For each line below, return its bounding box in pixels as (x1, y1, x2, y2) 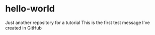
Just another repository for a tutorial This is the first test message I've (5, 19, 150, 25)
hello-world (5, 3, 55, 14)
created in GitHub (5, 24, 42, 30)
